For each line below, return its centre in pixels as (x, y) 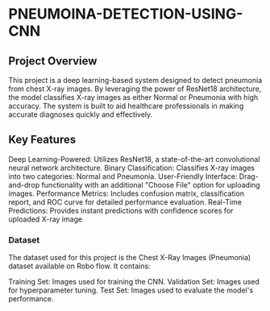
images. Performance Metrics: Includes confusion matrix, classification (126, 193)
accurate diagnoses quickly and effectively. (81, 114)
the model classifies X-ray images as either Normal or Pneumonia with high (133, 97)
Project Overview (53, 61)
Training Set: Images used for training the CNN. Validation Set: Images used (134, 282)
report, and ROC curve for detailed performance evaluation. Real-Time (125, 201)
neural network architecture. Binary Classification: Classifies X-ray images (132, 168)
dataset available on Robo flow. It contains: (79, 266)
